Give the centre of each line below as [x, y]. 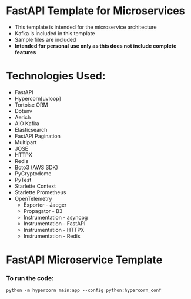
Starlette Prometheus [40, 192]
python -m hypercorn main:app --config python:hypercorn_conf [84, 290]
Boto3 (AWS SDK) [36, 167]
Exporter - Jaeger [45, 205]
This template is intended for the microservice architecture [86, 27]
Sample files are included [45, 39]
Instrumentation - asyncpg [56, 217]
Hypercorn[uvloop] [38, 98]
